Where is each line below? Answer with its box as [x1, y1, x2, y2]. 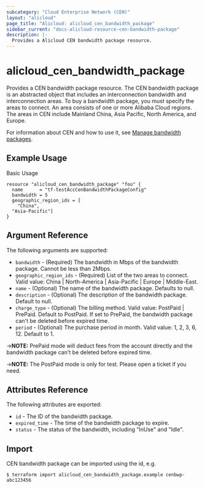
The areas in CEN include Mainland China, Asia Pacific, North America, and [6, 110, 196, 117]
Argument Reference [6, 230, 88, 241]
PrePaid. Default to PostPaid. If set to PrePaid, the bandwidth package [15, 311, 193, 318]
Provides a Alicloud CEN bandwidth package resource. [12, 37, 152, 44]
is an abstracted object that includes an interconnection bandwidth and [6, 90, 187, 98]
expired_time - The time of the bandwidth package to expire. [15, 419, 170, 427]
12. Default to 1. [15, 330, 54, 338]
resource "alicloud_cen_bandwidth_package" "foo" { [6, 181, 141, 187]
